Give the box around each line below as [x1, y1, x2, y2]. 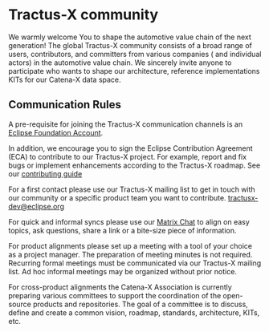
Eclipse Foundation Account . [8, 128, 104, 137]
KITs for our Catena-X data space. [8, 75, 122, 84]
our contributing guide [8, 168, 83, 178]
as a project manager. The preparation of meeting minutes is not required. [8, 249, 253, 259]
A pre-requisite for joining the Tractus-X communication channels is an [8, 119, 243, 129]
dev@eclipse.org [8, 201, 64, 211]
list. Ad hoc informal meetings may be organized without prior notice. [8, 266, 237, 276]
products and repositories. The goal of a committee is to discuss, [33, 299, 249, 309]
